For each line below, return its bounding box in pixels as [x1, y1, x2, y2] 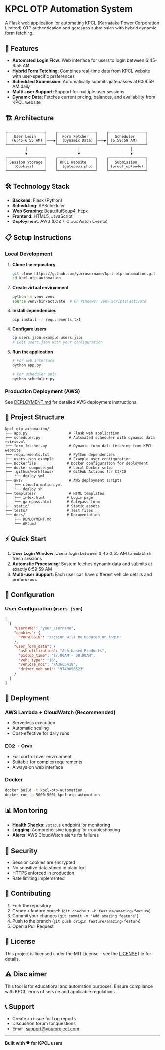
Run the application [12, 349, 53, 355]
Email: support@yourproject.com [12, 1026, 80, 1032]
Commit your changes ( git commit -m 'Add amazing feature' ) [12, 912, 138, 919]
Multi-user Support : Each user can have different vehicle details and [12, 571, 152, 577]
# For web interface [12, 359, 55, 363]
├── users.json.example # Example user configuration [5, 456, 131, 461]
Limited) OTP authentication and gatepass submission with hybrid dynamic [5, 25, 157, 30]
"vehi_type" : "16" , [18, 658, 58, 663]
